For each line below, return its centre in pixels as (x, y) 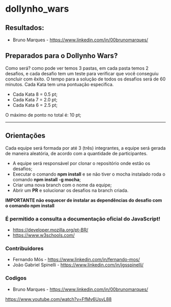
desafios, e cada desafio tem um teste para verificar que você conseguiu (82, 73)
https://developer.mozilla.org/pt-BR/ (50, 230)
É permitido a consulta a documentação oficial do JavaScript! (83, 218)
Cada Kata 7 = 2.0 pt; (35, 99)
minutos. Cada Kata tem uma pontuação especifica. (60, 84)
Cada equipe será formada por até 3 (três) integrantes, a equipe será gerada (85, 148)
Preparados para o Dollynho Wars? (62, 56)
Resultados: (25, 28)
